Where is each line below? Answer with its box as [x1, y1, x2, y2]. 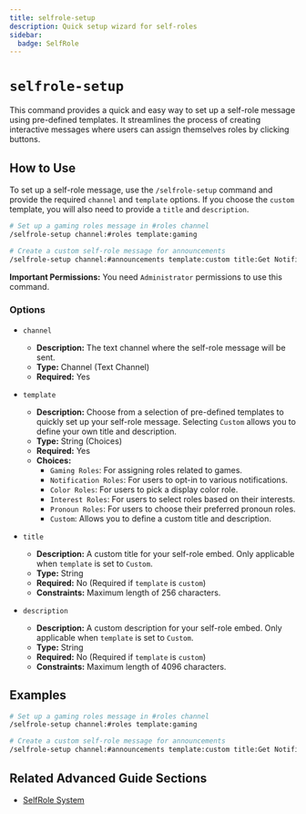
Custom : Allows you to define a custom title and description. [49, 512, 271, 524]
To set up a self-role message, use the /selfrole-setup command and [9, 184, 273, 195]
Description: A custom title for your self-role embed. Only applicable [36, 548, 295, 559]
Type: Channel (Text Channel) [36, 361, 150, 372]
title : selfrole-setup [9, 13, 96, 23]
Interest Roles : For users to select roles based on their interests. [49, 493, 296, 504]
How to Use [9, 160, 76, 176]
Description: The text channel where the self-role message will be [36, 342, 286, 353]
